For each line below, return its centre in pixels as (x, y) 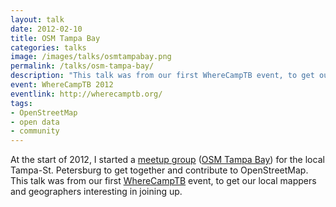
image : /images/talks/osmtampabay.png (91, 57)
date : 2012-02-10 (46, 29)
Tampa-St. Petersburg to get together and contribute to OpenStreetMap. (159, 170)
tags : (21, 103)
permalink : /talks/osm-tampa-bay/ (82, 66)
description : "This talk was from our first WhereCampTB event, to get (162, 76)
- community (35, 131)
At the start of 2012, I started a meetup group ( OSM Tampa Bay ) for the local (167, 160)
